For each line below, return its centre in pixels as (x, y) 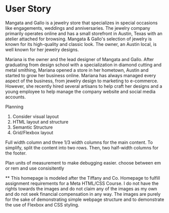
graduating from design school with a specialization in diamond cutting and (83, 65)
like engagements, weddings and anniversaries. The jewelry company (78, 28)
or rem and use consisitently (35, 168)
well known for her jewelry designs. (42, 49)
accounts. (16, 97)
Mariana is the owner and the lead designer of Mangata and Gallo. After (80, 59)
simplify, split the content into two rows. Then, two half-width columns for (82, 147)
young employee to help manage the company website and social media (80, 91)
